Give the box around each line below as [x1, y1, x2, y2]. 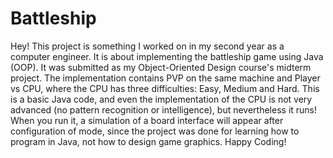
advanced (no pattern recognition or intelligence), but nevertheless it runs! [10, 103, 318, 116]
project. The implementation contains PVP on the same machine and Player [10, 72, 321, 84]
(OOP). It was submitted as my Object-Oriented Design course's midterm [10, 61, 312, 73]
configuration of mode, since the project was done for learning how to [10, 125, 300, 137]
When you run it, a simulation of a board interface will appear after [10, 114, 284, 126]
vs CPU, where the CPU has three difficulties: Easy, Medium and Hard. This [10, 82, 320, 94]
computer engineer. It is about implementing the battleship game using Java [10, 50, 324, 62]
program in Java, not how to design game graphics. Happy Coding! [10, 135, 287, 147]
